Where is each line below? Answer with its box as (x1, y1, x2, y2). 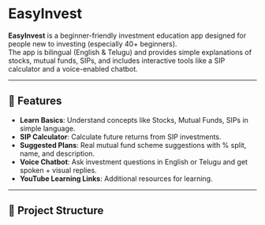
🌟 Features (8, 94, 62, 108)
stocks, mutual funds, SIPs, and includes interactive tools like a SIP (8, 56, 226, 65)
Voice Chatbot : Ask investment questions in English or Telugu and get (19, 157, 248, 166)
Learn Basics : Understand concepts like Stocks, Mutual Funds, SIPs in (19, 115, 248, 124)
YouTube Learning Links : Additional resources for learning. (19, 174, 213, 183)
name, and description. (19, 149, 95, 158)
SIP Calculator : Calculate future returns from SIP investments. (19, 131, 222, 142)
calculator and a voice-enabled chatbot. (8, 64, 138, 73)
